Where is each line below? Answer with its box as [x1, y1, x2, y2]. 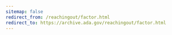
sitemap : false [5, 8, 44, 15]
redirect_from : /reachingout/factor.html [5, 14, 110, 20]
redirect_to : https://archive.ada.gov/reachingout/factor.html [5, 20, 167, 26]
